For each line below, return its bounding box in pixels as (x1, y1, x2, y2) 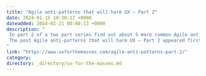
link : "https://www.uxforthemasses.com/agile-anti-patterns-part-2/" (6, 49, 188, 55)
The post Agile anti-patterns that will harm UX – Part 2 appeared (9, 37, 185, 44)
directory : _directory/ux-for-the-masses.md (6, 60, 122, 66)
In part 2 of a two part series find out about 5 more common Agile (9, 32, 188, 38)
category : (6, 55, 32, 61)
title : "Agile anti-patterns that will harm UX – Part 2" (6, 9, 158, 15)
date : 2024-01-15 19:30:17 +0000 (6, 15, 92, 21)
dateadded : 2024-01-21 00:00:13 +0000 (6, 20, 105, 26)
